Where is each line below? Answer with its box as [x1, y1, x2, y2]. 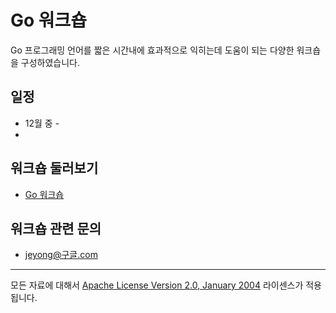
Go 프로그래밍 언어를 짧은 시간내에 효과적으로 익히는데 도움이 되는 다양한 [10, 44, 295, 56]
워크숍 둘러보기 [10, 160, 99, 177]
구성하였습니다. [20, 56, 81, 68]
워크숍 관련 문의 [10, 220, 102, 237]
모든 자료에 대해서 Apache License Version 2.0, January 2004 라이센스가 [10, 279, 304, 291]
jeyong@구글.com [24, 249, 98, 261]
